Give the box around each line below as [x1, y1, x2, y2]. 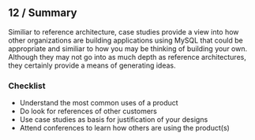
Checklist [8, 80, 46, 91]
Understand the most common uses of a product [19, 98, 179, 108]
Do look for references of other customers [19, 106, 158, 116]
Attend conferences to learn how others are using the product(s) [19, 123, 231, 133]
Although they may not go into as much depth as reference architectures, [8, 52, 246, 61]
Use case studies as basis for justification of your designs [19, 115, 208, 124]
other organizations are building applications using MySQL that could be [8, 35, 243, 45]
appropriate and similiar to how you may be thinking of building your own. [8, 43, 248, 53]
